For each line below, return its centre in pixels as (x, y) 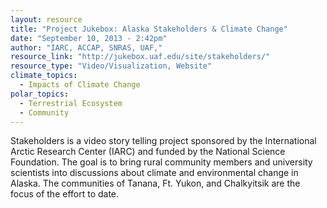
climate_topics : (44, 76)
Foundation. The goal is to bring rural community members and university (161, 162)
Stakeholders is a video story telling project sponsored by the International (163, 141)
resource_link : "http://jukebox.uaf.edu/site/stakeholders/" (140, 57)
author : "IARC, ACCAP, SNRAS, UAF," (86, 47)
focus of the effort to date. (65, 194)
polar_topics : (40, 94)
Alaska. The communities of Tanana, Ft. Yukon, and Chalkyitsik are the (155, 183)
